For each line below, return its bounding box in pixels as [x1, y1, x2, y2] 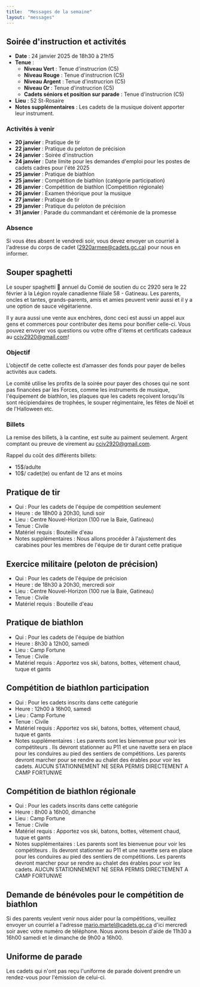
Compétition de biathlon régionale [6, 786, 137, 796]
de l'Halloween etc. [6, 406, 54, 413]
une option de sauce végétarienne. [6, 302, 93, 310]
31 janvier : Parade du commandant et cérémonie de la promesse [14, 208, 177, 216]
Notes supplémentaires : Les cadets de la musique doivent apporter [14, 103, 184, 111]
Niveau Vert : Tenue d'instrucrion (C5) [23, 65, 119, 73]
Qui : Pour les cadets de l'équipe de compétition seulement [14, 503, 161, 511]
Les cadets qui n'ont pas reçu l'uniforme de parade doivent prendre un [6, 967, 181, 974]
